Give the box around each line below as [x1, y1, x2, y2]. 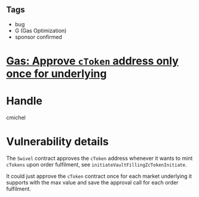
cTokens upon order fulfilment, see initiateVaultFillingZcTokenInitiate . [6, 161, 187, 168]
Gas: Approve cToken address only [6, 54, 179, 67]
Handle [6, 94, 43, 108]
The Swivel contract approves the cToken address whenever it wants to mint [6, 155, 193, 162]
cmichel [6, 113, 26, 121]
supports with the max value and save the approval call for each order [6, 178, 179, 186]
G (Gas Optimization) [14, 27, 67, 34]
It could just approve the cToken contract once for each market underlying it [6, 173, 192, 180]
